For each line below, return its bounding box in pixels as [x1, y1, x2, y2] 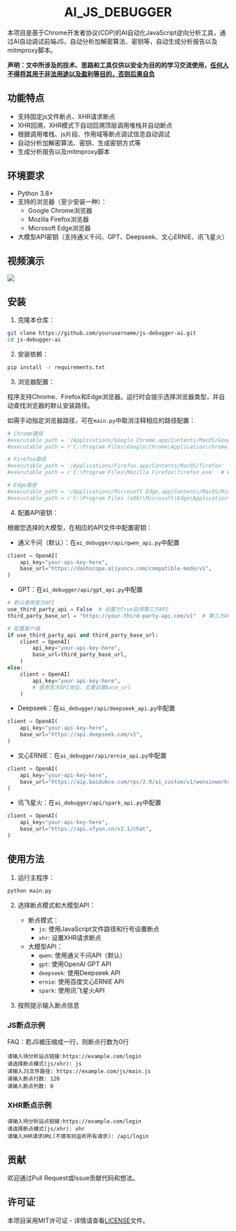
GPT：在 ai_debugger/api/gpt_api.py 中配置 [17, 585, 143, 594]
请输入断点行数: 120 [7, 1075, 60, 1082]
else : [7, 665, 23, 672]
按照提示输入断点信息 [17, 1001, 79, 1009]
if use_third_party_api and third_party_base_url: [7, 632, 159, 639]
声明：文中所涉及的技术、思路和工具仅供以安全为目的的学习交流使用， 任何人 [7, 60, 229, 69]
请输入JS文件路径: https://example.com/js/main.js [7, 1067, 151, 1075]
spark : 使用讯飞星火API [38, 986, 105, 994]
